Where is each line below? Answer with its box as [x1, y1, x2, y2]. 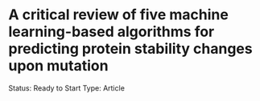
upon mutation [8, 57, 109, 75]
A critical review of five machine [8, 6, 229, 24]
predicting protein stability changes [8, 40, 253, 58]
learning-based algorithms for [8, 22, 215, 41]
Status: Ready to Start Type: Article [8, 83, 125, 93]
